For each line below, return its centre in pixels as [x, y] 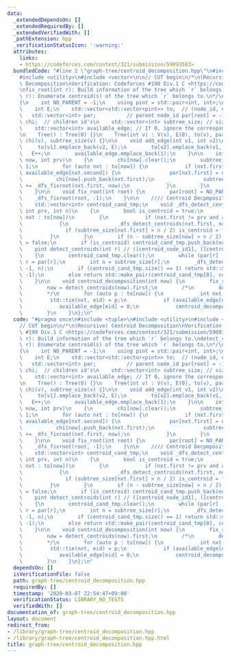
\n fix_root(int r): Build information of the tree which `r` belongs [121, 90]
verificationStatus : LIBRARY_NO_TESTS [69, 600]
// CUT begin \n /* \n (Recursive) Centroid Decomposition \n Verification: [122, 326]
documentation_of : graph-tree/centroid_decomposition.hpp [91, 613]
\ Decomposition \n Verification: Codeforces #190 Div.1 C [102, 84]
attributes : [30, 52]
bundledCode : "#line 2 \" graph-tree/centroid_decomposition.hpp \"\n [113, 71]
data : [15, 13]
